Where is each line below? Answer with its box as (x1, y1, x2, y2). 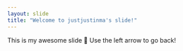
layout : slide (7, 10, 49, 17)
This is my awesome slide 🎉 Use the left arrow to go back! (7, 36, 177, 44)
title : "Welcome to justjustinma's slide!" (7, 17, 138, 24)
